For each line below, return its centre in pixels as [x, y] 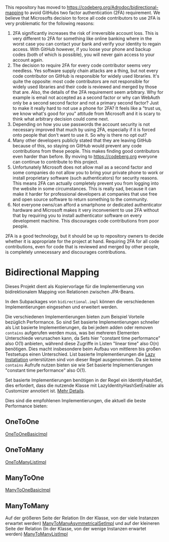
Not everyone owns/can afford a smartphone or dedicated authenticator [87, 205]
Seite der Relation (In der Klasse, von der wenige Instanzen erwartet [76, 529]
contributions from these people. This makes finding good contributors [86, 151]
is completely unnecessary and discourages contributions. [66, 252]
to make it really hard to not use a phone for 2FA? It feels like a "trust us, [87, 108]
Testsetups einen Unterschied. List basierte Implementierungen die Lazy [80, 354]
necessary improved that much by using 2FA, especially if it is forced [84, 130]
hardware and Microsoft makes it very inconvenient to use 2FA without [86, 210]
